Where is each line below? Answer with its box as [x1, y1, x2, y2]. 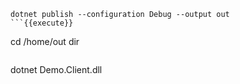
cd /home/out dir [10, 36, 80, 47]
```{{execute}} [10, 18, 74, 28]
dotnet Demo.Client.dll [10, 64, 103, 75]
